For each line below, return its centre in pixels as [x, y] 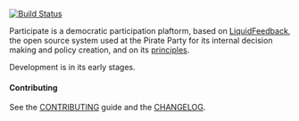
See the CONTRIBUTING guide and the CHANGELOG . [108, 108]
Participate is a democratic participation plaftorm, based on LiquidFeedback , [150, 31]
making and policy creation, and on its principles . [100, 50]
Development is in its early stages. [72, 67]
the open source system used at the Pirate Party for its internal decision [141, 40]
